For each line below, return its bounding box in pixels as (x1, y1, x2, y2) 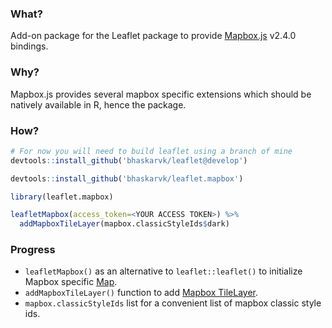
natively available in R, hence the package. (10, 98, 187, 111)
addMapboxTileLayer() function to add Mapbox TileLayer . (24, 287, 259, 299)
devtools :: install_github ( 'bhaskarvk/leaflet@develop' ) (10, 155, 248, 166)
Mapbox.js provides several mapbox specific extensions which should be (10, 88, 312, 100)
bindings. (10, 40, 49, 52)
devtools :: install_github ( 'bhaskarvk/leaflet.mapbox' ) (10, 173, 244, 184)
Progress (10, 243, 56, 257)
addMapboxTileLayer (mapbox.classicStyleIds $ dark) (19, 219, 230, 229)
